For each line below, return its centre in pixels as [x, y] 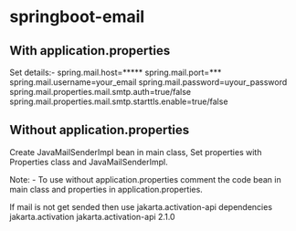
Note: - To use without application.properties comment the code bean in [145, 179]
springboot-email [77, 17]
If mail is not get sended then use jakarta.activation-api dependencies [141, 206]
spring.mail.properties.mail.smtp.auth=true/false [100, 92]
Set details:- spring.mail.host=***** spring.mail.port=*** [116, 72]
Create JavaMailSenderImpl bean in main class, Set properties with [136, 152]
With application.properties [90, 51]
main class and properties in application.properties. [106, 189]
